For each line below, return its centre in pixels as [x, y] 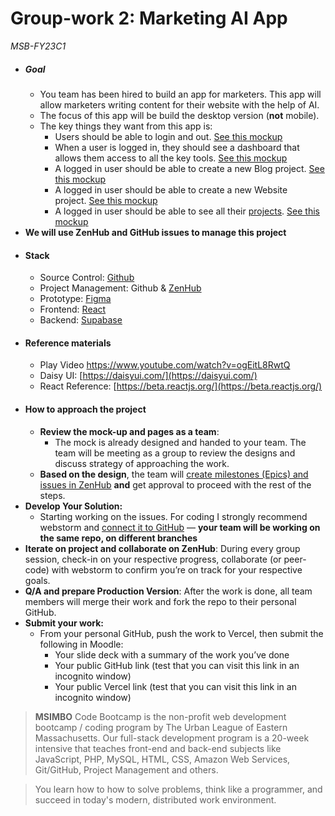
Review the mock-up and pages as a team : [129, 431]
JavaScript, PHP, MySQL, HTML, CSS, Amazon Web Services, [162, 759]
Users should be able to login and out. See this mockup [168, 136]
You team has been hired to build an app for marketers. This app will [180, 94]
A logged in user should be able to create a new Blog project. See [189, 168]
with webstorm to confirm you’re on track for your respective [177, 569]
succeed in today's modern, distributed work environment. [155, 799]
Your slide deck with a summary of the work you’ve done [172, 654]
